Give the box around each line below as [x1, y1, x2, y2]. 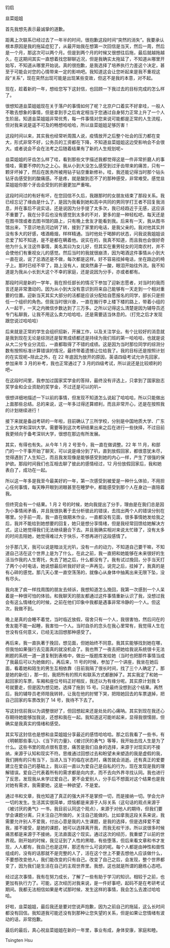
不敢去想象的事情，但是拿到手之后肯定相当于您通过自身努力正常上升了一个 [5, 109, 160, 115]
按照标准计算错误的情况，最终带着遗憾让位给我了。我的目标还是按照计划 [14, 348, 165, 353]
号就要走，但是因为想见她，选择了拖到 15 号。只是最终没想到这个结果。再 [5, 684, 158, 690]
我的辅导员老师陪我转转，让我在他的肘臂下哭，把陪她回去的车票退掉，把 [14, 691, 165, 696]
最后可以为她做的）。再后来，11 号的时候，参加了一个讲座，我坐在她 [14, 659, 154, 665]
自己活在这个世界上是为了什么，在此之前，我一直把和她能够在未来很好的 [9, 551, 160, 556]
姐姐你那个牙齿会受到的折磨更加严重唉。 [9, 182, 94, 188]
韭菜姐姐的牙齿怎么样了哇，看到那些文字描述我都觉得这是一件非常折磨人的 [5, 157, 160, 162]
